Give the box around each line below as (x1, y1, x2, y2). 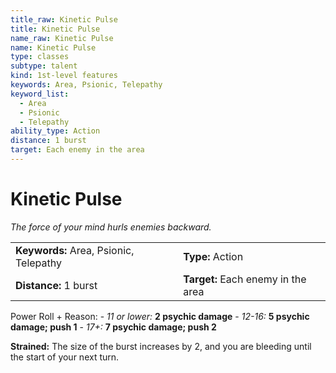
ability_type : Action (10, 126, 101, 136)
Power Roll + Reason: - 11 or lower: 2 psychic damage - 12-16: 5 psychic (10, 310, 310, 322)
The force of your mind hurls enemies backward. (10, 221, 212, 233)
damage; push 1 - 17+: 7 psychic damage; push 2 (10, 321, 217, 333)
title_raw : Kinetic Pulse (10, 14, 118, 25)
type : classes (10, 52, 70, 62)
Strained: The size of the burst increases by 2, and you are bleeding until (10, 340, 312, 352)
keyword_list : (10, 89, 70, 99)
